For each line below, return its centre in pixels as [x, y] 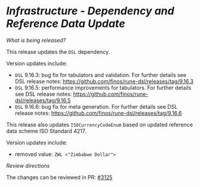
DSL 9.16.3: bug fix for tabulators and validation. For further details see [101, 75]
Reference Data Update [66, 24]
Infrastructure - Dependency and [90, 11]
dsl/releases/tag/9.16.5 [43, 100]
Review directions [28, 165]
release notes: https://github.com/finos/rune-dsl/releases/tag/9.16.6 [98, 113]
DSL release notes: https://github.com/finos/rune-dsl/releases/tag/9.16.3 [104, 81]
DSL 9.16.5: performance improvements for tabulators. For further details [103, 87]
